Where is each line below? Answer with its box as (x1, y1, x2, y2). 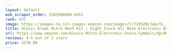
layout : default (5, 7, 40, 13)
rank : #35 (5, 17, 27, 22)
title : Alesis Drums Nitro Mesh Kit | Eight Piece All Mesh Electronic (5, 26, 161, 31)
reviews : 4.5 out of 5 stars (5, 36, 68, 41)
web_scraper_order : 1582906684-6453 (5, 12, 83, 17)
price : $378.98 (5, 40, 38, 45)
